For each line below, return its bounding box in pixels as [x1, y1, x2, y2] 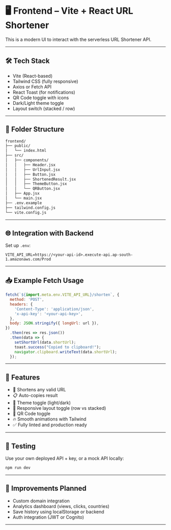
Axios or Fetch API [12, 83, 52, 90]
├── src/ [5, 153, 24, 158]
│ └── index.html [5, 148, 47, 153]
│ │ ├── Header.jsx [5, 162, 56, 167]
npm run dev [5, 465, 31, 471]
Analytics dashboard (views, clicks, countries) [12, 503, 109, 509]
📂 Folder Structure [5, 125, 65, 134]
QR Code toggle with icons [12, 94, 69, 101]
